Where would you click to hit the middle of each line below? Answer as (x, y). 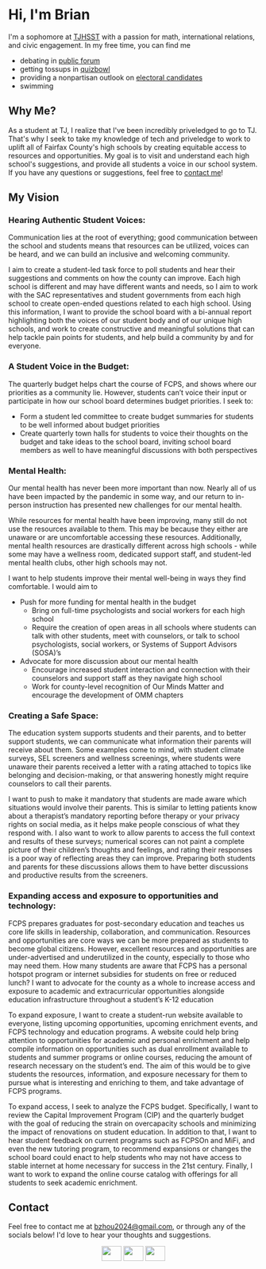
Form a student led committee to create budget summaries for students (137, 416)
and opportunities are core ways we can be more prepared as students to (128, 940)
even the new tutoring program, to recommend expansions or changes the (130, 1149)
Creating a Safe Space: (54, 716)
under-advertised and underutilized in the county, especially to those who (129, 957)
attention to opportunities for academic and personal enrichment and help (129, 1040)
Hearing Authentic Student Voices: (77, 221)
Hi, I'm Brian (49, 15)
